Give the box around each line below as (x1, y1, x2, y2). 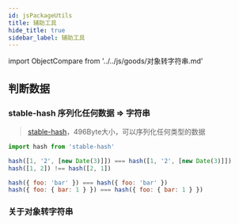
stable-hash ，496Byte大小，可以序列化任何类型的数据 (27, 127, 206, 136)
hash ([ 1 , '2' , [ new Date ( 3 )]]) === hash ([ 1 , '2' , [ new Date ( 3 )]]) (8, 157, 232, 165)
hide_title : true (8, 26, 66, 34)
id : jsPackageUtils (8, 11, 73, 20)
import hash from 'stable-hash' (8, 142, 115, 150)
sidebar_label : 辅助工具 (8, 33, 85, 42)
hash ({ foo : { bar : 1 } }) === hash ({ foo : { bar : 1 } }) (8, 186, 203, 194)
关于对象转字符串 (8, 207, 74, 218)
